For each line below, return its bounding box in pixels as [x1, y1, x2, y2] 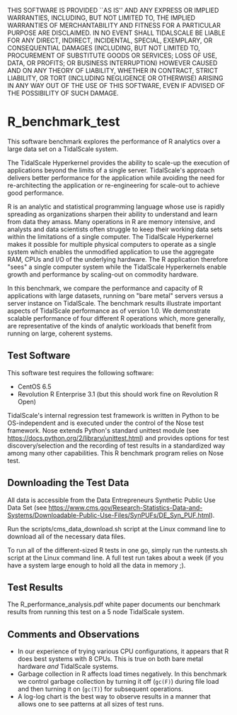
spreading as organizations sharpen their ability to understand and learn [7, 209, 218, 218]
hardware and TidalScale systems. [17, 663, 119, 671]
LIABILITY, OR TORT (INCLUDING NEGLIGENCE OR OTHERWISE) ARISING [7, 74, 224, 82]
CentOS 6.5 [17, 382, 52, 391]
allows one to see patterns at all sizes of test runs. [17, 700, 164, 709]
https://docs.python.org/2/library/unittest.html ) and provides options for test [7, 433, 229, 442]
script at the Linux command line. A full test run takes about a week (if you [7, 553, 224, 562]
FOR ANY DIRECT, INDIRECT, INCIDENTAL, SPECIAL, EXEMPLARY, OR [7, 36, 213, 45]
